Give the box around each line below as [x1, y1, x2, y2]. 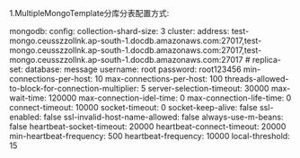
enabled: [9, 111, 42, 122]
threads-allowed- [224, 74, 289, 83]
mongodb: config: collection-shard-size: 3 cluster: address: [9, 26, 230, 36]
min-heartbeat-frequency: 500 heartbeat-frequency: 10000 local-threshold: [9, 131, 290, 141]
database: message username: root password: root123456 [25, 64, 242, 75]
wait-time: [9, 92, 47, 103]
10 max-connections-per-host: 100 [94, 74, 223, 83]
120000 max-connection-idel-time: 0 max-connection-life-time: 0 [48, 92, 292, 103]
